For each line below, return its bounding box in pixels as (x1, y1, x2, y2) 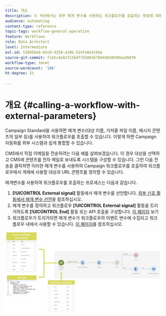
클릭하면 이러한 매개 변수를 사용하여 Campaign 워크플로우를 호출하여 (14, 163, 147, 169)
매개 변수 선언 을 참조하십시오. (25, 196, 83, 202)
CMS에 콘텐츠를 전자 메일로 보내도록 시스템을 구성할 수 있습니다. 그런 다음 (10, 156, 153, 162)
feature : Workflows (5, 34, 45, 39)
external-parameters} (5, 111, 97, 122)
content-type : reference (5, 24, 56, 29)
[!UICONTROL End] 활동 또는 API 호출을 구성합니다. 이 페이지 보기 (29, 208, 159, 214)
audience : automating (5, 18, 50, 23)
